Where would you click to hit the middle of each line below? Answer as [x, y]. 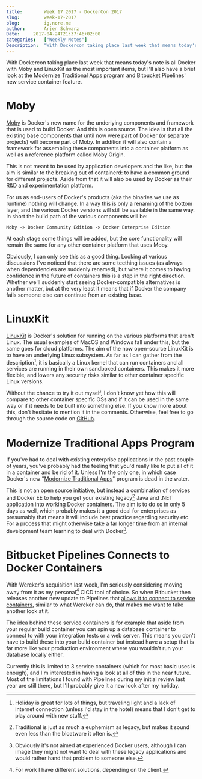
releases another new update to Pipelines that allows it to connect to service [101, 599]
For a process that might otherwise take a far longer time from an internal [97, 523]
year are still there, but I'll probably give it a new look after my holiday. [93, 686]
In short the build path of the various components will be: [77, 216]
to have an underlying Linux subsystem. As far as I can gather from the [94, 355]
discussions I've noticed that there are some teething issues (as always [94, 263]
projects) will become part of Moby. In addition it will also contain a [89, 141]
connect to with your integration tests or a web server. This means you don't [101, 636]
